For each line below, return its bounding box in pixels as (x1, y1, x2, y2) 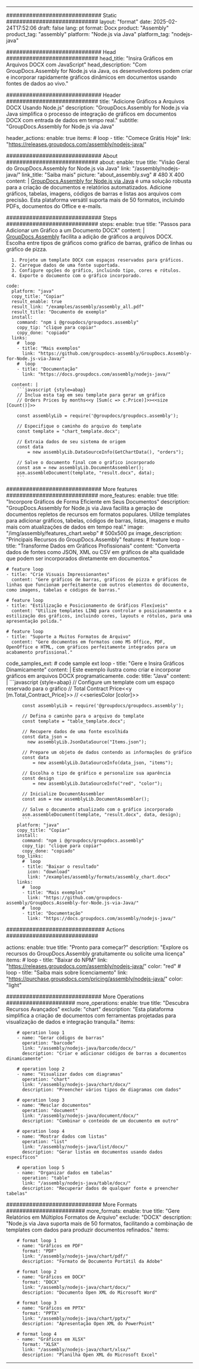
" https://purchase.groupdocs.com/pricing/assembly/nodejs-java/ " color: (6, 975, 183, 982)
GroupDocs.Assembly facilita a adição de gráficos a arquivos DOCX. (6, 233, 174, 240)
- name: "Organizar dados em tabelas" (17, 1170, 113, 1176)
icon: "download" (27, 869, 70, 875)
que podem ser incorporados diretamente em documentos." (6, 555, 153, 562)
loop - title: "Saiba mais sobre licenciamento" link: (6, 969, 128, 976)
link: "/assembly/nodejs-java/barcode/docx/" (21, 1045, 136, 1051)
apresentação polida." (6, 618, 62, 624)
